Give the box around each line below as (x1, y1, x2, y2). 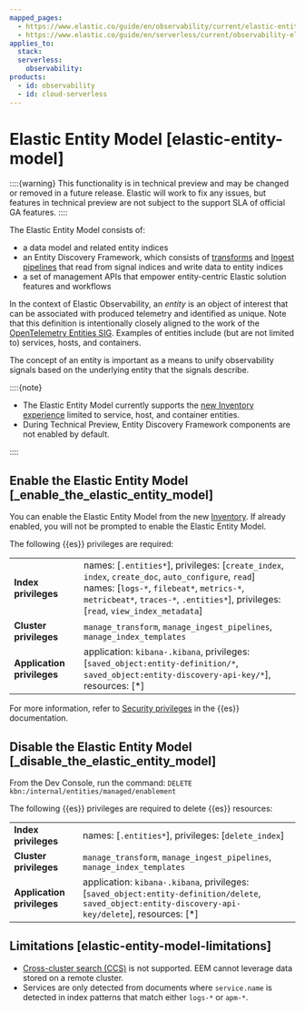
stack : (17, 47, 43, 56)
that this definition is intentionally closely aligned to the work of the (9, 318, 261, 329)
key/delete (83, 909, 130, 920)
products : (9, 73, 47, 82)
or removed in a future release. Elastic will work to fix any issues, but (9, 187, 266, 198)
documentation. (9, 713, 69, 724)
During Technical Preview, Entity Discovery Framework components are (22, 420, 290, 430)
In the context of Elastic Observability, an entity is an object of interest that (9, 299, 289, 309)
